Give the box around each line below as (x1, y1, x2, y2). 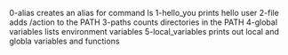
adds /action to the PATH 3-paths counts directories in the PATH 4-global (9, 17, 278, 27)
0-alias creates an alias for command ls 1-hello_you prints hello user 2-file (9, 8, 280, 18)
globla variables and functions (9, 35, 120, 46)
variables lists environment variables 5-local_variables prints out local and (9, 27, 280, 36)
